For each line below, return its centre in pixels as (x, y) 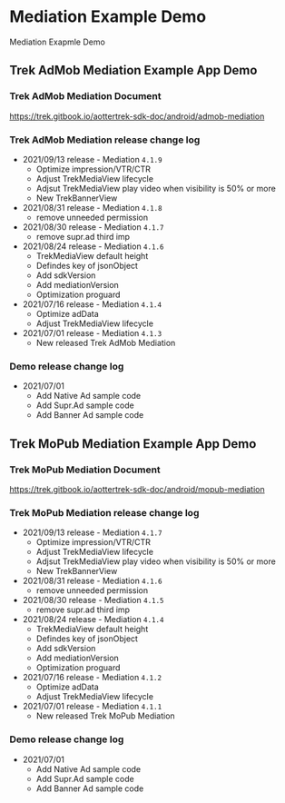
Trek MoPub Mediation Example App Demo (133, 444)
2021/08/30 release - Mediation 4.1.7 (93, 227)
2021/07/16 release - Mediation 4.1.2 (92, 678)
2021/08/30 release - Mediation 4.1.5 (93, 600)
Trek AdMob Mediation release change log (105, 140)
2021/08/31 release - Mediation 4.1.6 (92, 581)
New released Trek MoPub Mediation (105, 716)
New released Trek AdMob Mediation (106, 342)
